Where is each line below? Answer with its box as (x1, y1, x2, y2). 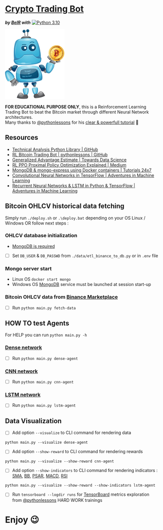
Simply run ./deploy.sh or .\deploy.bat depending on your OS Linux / (5, 215, 146, 221)
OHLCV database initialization (5, 232, 78, 239)
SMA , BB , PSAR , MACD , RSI (12, 473, 68, 479)
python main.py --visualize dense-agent (5, 440, 89, 445)
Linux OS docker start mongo (12, 276, 71, 282)
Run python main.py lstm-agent (12, 402, 76, 408)
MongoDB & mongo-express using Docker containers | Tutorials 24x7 (12, 167, 152, 173)
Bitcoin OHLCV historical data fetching (5, 202, 125, 210)
